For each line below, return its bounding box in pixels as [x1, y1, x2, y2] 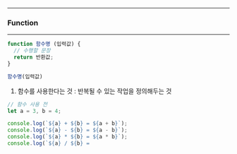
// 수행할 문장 [13, 47, 51, 54]
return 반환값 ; [13, 54, 54, 61]
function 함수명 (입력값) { [7, 40, 81, 48]
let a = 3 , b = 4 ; [7, 107, 61, 114]
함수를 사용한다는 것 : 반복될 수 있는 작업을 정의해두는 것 [17, 86, 172, 95]
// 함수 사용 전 [7, 100, 48, 108]
